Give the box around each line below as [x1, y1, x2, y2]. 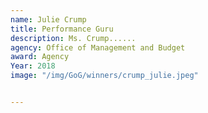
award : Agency [10, 52, 70, 62]
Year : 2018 [10, 61, 56, 71]
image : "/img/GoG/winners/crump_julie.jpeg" [10, 71, 199, 81]
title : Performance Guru [10, 24, 114, 34]
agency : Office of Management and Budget [10, 42, 186, 53]
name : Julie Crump [10, 14, 87, 25]
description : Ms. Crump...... [10, 33, 137, 43]
